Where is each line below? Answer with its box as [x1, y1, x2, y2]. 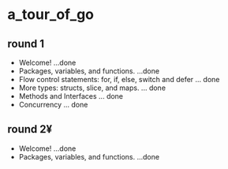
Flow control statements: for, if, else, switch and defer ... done [18, 75, 220, 84]
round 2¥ [7, 122, 53, 136]
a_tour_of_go [7, 6, 95, 24]
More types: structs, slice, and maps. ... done [18, 83, 166, 92]
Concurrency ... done [18, 100, 88, 109]
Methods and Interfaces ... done [18, 92, 124, 100]
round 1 [7, 37, 45, 51]
